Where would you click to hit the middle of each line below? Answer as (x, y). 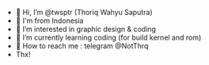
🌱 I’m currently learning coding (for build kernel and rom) (108, 37)
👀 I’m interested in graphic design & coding (86, 29)
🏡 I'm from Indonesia (49, 21)
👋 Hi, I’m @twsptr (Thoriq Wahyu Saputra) (84, 12)
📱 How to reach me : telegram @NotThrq (82, 46)
